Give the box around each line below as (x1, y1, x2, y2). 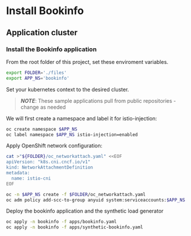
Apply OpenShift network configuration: (6, 142, 103, 149)
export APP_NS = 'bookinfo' (6, 75, 69, 81)
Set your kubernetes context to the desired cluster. (6, 86, 129, 93)
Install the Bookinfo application (6, 45, 97, 53)
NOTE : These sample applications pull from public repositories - (20, 97, 176, 104)
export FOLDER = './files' (6, 69, 67, 76)
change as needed (20, 103, 66, 110)
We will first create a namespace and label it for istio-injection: (6, 114, 158, 122)
